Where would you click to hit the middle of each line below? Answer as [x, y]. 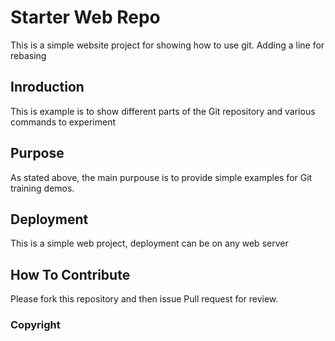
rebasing [28, 55]
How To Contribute [70, 274]
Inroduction [47, 87]
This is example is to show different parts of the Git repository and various [163, 111]
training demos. [42, 188]
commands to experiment [63, 122]
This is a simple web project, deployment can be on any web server [149, 243]
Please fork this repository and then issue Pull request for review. [144, 299]
